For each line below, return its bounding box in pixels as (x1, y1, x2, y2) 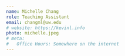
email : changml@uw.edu (6, 19, 62, 25)
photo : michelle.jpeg (6, 30, 59, 36)
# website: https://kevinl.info (6, 24, 85, 31)
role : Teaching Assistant (6, 14, 69, 20)
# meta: (6, 36, 25, 41)
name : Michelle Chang (6, 8, 59, 15)
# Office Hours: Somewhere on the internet (6, 41, 119, 47)
